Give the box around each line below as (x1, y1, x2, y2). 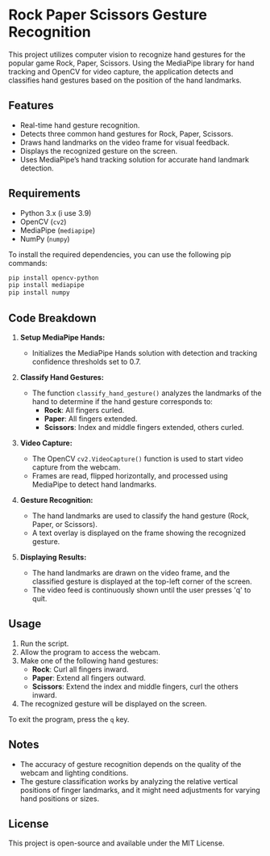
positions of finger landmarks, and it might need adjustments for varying (19, 785, 260, 795)
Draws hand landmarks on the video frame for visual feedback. (19, 137, 230, 147)
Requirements (8, 187, 81, 200)
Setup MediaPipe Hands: (19, 333, 106, 342)
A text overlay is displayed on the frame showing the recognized (31, 528, 246, 538)
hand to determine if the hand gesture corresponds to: (31, 397, 214, 406)
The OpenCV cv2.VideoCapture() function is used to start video (31, 454, 243, 463)
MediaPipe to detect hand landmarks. (31, 479, 157, 489)
